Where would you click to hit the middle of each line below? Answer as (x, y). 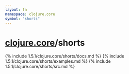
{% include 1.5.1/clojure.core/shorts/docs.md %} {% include (65, 56)
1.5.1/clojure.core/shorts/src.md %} (40, 67)
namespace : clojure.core (30, 14)
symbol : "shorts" (23, 18)
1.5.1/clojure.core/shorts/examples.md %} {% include (58, 61)
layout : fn (16, 9)
